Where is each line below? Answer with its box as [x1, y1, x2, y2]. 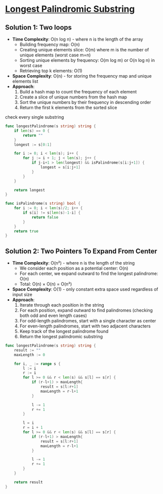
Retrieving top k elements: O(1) [19, 68, 82, 74]
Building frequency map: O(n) [19, 42, 80, 47]
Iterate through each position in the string [19, 302, 105, 308]
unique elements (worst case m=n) [19, 52, 91, 58]
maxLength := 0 [14, 352, 45, 357]
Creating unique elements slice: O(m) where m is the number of [19, 47, 149, 52]
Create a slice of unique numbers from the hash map [19, 94, 127, 100]
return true [14, 228, 39, 233]
